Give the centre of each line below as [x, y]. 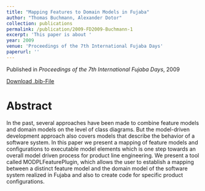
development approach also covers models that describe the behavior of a [101, 136]
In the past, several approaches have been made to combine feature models [103, 122]
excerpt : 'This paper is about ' [49, 35]
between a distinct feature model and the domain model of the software [97, 168]
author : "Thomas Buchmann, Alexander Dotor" [64, 18]
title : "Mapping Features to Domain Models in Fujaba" [78, 12]
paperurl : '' [23, 52]
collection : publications [39, 23]
